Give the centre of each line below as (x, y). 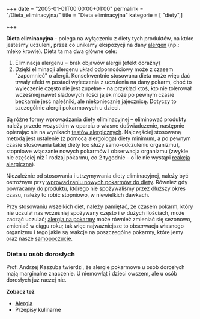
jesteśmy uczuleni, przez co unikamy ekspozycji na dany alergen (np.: (93, 45)
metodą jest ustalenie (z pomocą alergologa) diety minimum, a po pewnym (98, 138)
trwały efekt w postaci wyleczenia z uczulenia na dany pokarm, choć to (103, 82)
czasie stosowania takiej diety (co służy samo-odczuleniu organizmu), (93, 145)
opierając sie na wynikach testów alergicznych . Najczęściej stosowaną (94, 132)
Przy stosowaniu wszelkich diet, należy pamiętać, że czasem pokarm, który (100, 206)
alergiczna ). (21, 164)
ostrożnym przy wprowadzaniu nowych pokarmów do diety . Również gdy (97, 182)
